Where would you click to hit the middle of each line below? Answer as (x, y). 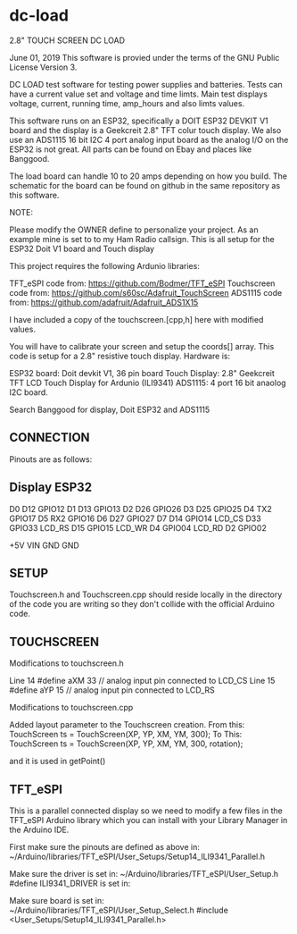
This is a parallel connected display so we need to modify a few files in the (146, 811)
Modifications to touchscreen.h (67, 663)
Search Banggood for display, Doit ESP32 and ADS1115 (110, 409)
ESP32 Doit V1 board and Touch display (82, 248)
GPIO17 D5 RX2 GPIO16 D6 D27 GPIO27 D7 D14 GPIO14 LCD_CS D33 (135, 518)
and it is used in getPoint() (58, 762)
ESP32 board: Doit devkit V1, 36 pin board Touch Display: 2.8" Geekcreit (142, 373)
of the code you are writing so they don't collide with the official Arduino (142, 604)
